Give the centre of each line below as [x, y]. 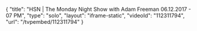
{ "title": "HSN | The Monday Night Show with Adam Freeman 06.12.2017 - [99, 9]
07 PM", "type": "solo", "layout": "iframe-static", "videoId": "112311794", [95, 15]
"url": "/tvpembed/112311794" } [45, 22]
